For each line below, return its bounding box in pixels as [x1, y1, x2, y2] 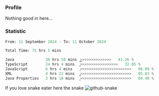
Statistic [5, 28, 26, 35]
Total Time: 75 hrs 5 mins [5, 48, 61, 53]
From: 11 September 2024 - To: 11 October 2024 [5, 39, 106, 44]
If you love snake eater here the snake [5, 84, 84, 91]
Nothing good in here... [5, 15, 53, 21]
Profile [5, 4, 22, 11]
